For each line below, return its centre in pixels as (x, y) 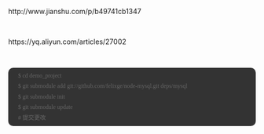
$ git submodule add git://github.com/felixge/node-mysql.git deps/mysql (103, 86)
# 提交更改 (32, 118)
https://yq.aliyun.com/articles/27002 (68, 42)
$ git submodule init (42, 96)
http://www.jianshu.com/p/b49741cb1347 (75, 11)
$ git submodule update (46, 107)
